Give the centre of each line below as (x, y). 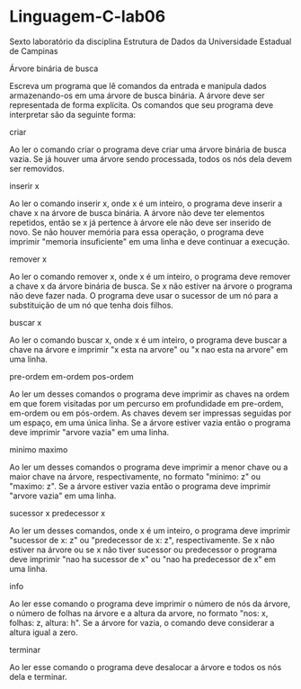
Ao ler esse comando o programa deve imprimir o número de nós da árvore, (150, 604)
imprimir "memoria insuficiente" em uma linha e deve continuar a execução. (150, 241)
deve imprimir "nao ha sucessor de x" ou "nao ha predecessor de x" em (143, 559)
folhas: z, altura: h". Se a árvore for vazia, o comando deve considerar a (142, 622)
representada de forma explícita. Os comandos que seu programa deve (142, 104)
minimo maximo (39, 449)
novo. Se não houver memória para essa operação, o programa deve (137, 232)
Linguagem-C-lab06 (88, 17)
